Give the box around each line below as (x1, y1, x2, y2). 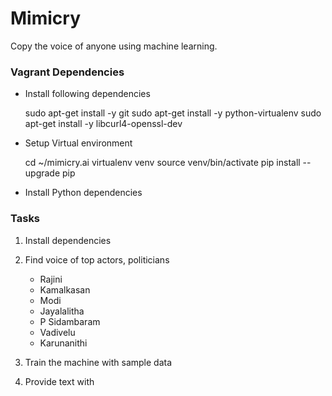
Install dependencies (24, 234, 112, 246)
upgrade (24, 167, 61, 179)
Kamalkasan (39, 283, 91, 296)
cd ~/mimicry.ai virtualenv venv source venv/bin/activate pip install (24, 157, 301, 169)
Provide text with (24, 375, 95, 387)
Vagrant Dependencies (10, 65, 125, 79)
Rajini (39, 273, 63, 285)
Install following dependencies (24, 88, 151, 100)
